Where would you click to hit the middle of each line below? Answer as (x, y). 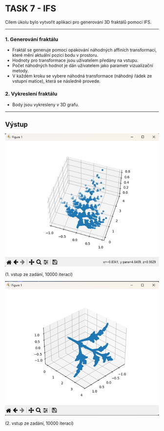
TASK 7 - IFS (31, 9)
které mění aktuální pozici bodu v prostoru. (55, 55)
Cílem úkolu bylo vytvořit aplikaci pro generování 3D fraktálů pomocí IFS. (78, 22)
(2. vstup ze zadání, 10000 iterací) (40, 423)
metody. (20, 71)
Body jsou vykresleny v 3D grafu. (46, 104)
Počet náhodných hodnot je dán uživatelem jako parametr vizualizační (83, 66)
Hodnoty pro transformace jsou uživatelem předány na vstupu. (75, 60)
